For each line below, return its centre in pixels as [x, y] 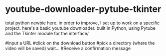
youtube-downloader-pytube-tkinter [83, 9]
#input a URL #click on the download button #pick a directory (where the [80, 43]
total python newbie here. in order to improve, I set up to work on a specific [83, 23]
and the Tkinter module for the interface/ [47, 33]
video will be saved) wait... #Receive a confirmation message [68, 48]
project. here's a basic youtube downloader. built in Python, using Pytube [81, 28]
